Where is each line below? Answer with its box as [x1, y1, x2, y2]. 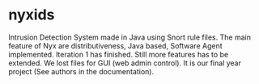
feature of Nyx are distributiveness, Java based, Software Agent [8, 40, 223, 50]
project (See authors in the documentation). [8, 66, 155, 76]
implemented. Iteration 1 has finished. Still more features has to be [8, 49, 229, 59]
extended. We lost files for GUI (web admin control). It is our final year [8, 58, 241, 68]
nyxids [8, 6, 55, 24]
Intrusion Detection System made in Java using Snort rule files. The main [8, 32, 251, 42]
